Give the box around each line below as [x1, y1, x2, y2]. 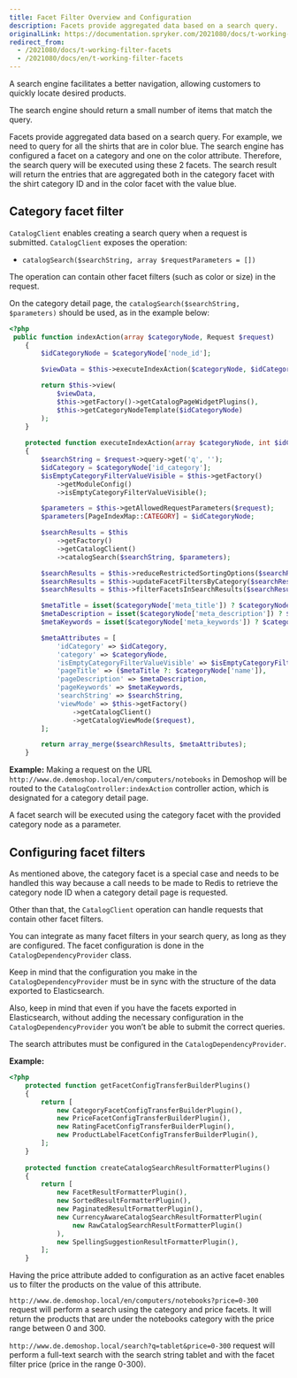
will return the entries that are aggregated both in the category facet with [9, 169, 276, 180]
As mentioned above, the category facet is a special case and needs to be [9, 868, 279, 879]
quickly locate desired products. [9, 88, 126, 98]
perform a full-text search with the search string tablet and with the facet [9, 1350, 276, 1360]
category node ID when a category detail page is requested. [9, 887, 228, 897]
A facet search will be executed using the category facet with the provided [9, 810, 281, 820]
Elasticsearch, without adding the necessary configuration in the [9, 1012, 244, 1022]
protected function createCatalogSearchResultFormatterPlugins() [25, 1163, 271, 1173]
